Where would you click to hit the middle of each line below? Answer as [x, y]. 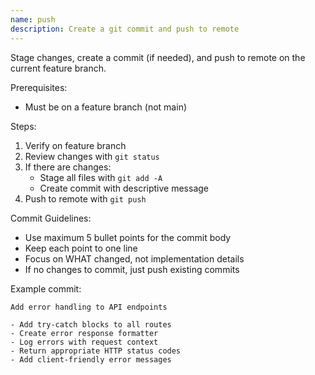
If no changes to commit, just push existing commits [132, 269]
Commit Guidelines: [51, 218]
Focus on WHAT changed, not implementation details [134, 258]
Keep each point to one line [81, 248]
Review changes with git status [92, 156]
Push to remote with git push [85, 198]
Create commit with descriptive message [124, 188]
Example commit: [46, 288]
